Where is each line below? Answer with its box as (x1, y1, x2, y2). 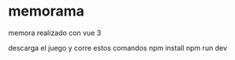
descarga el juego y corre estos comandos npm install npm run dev (8, 43, 227, 52)
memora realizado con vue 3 (8, 28, 102, 37)
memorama (8, 2, 85, 20)
